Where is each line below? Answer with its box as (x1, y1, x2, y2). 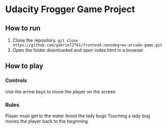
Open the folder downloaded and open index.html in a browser (12, 47, 143, 53)
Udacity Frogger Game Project (5, 4, 135, 15)
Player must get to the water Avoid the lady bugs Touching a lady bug (5, 113, 150, 119)
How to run (5, 24, 41, 33)
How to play (5, 62, 44, 71)
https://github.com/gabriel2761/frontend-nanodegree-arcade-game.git (12, 43, 163, 48)
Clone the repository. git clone (12, 37, 78, 43)
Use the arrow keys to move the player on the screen (5, 88, 116, 94)
